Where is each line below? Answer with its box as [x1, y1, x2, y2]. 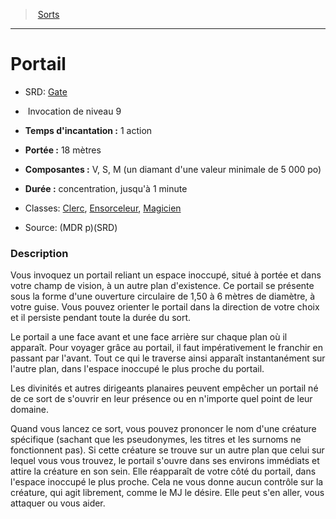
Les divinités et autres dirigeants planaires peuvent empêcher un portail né [10, 382, 319, 394]
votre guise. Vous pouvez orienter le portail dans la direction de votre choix [10, 301, 320, 313]
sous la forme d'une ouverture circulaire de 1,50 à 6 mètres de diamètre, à [10, 290, 316, 303]
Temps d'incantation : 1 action [24, 124, 153, 136]
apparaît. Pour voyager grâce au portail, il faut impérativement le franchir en [10, 342, 323, 354]
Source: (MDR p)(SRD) [24, 221, 118, 233]
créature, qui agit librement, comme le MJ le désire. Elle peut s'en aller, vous [10, 487, 325, 499]
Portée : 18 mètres [24, 144, 102, 156]
